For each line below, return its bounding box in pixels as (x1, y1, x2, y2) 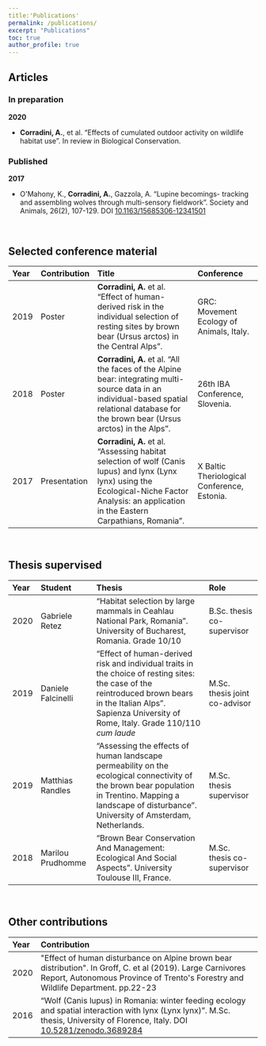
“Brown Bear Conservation (96, 832, 196, 843)
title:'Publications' (8, 11, 80, 20)
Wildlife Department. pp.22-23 (40, 982, 157, 993)
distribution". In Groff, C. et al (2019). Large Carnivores (40, 962, 246, 973)
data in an (124, 383, 162, 394)
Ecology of (197, 316, 237, 327)
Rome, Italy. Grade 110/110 (96, 717, 201, 728)
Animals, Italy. (197, 326, 249, 337)
